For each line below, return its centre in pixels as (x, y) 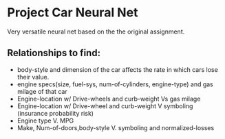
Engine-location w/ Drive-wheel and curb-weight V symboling (105, 106)
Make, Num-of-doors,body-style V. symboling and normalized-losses (116, 127)
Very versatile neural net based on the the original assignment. (96, 31)
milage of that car (42, 91)
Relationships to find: (54, 53)
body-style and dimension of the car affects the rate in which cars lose (117, 69)
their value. (33, 77)
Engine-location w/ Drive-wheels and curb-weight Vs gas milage (109, 99)
